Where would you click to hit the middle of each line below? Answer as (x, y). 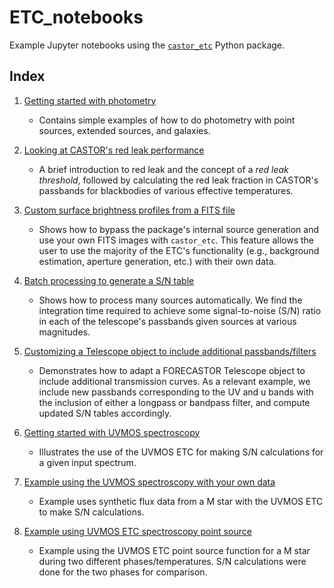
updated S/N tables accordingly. (105, 413)
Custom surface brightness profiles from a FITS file (129, 210)
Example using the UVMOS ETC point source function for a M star (174, 550)
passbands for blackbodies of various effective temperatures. (166, 190)
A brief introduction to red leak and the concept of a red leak (163, 169)
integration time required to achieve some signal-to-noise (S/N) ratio (180, 310)
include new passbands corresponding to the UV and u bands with (176, 392)
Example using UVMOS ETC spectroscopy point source (137, 531)
